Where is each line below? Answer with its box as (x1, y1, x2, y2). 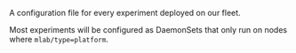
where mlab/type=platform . (9, 34, 108, 44)
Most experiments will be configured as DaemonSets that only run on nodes (9, 25, 287, 34)
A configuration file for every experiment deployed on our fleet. (9, 8, 242, 18)
